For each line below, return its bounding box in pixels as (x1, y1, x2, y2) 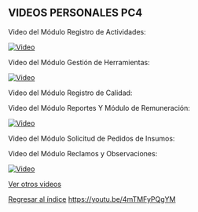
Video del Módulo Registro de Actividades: (8, 27, 147, 36)
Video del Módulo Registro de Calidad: (8, 88, 133, 97)
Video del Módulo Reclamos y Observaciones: (8, 148, 158, 158)
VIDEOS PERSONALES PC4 (8, 6, 143, 20)
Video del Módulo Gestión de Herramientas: (8, 57, 151, 67)
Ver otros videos (8, 179, 61, 188)
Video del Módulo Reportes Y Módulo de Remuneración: (8, 103, 191, 112)
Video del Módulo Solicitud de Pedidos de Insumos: (8, 133, 175, 143)
